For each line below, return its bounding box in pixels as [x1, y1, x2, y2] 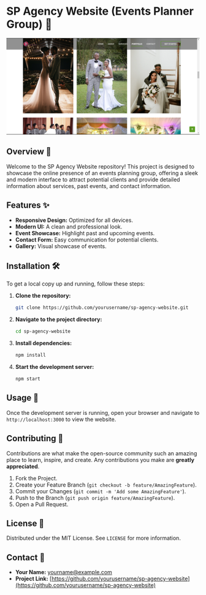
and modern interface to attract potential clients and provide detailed [6, 176, 180, 183]
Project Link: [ [15, 575, 52, 583]
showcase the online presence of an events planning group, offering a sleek [6, 169, 198, 176]
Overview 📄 [6, 146, 51, 157]
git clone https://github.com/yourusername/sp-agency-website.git [15, 305, 189, 311]
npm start [15, 376, 41, 382]
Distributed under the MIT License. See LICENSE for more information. [6, 534, 181, 542]
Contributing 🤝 [6, 433, 64, 444]
